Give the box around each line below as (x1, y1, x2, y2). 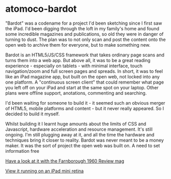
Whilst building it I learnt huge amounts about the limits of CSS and (5, 121, 146, 127)
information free (5, 148, 39, 154)
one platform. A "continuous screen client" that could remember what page (5, 79, 164, 85)
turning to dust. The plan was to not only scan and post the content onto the (5, 36, 166, 43)
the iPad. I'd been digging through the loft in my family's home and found (5, 25, 160, 31)
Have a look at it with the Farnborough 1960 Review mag (5, 157, 124, 164)
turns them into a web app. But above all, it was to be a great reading (5, 57, 151, 63)
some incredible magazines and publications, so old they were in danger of (5, 31, 164, 37)
